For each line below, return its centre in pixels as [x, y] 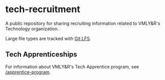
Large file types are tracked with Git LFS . [48, 38]
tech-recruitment [43, 9]
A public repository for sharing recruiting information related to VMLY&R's [83, 23]
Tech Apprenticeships [41, 54]
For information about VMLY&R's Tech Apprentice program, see [72, 66]
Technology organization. [32, 28]
